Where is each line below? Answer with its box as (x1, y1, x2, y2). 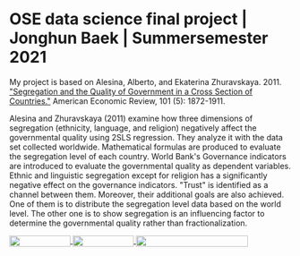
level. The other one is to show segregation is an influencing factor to (9, 208, 265, 218)
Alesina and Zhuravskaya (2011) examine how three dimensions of (9, 113, 253, 124)
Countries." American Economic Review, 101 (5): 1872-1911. (9, 95, 226, 107)
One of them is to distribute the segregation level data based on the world (9, 198, 282, 209)
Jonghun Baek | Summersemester (9, 28, 269, 48)
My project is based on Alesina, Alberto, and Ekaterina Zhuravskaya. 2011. (9, 76, 282, 87)
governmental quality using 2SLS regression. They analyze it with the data (9, 132, 284, 142)
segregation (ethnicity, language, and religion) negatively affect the (9, 122, 257, 133)
